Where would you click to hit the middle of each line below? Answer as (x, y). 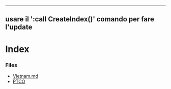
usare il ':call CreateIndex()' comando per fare (80, 19)
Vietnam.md (25, 76)
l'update (19, 27)
